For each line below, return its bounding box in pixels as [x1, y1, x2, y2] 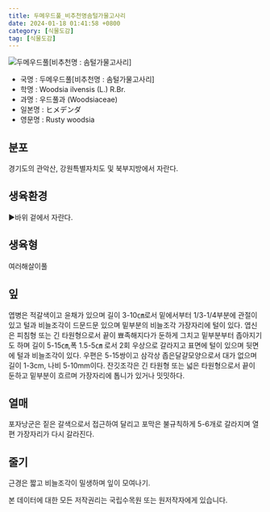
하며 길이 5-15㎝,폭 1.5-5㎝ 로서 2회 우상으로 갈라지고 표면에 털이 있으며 [16, 340, 244, 350]
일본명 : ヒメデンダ [19, 105, 82, 114]
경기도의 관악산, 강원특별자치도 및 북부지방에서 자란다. [8, 164, 179, 173]
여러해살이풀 [8, 261, 48, 271]
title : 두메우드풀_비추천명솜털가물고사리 [8, 11, 127, 20]
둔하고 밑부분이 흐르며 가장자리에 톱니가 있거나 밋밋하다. [8, 370, 185, 380]
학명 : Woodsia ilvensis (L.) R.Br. [19, 85, 127, 94]
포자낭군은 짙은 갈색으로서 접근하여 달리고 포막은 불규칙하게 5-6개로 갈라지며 [8, 419, 251, 429]
